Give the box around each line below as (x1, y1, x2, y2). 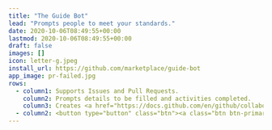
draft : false (8, 42, 53, 50)
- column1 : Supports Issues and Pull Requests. (15, 86, 180, 95)
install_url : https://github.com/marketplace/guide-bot (8, 65, 201, 73)
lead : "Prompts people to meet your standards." (8, 19, 176, 27)
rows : (8, 79, 27, 87)
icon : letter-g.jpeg (8, 57, 79, 65)
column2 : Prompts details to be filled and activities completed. (23, 94, 252, 103)
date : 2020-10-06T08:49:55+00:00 (8, 27, 121, 35)
